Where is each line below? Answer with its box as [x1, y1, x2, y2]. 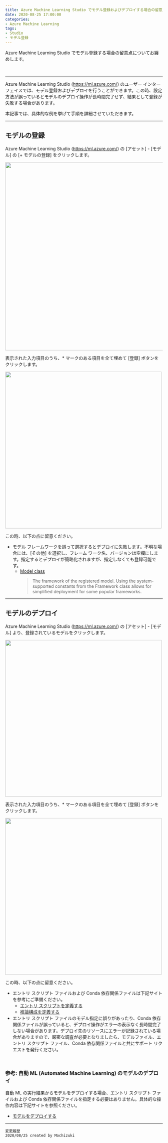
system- [136, 578, 154, 584]
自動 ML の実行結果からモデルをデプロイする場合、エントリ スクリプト [5, 1089, 151, 1096]
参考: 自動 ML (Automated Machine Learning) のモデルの [5, 1070, 143, 1077]
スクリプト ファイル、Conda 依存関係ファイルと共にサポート [26, 1040, 152, 1046]
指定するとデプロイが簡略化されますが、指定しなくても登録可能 [20, 556, 152, 562]
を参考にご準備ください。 [12, 996, 65, 1002]
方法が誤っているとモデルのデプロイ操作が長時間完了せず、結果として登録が [5, 93, 162, 99]
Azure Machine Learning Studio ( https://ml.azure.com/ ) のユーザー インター [5, 81, 161, 87]
